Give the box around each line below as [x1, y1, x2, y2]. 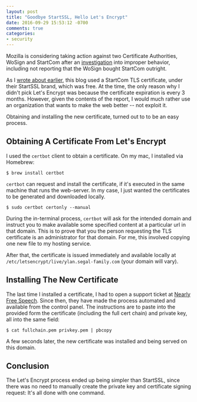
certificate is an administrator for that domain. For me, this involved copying [6, 233, 191, 240]
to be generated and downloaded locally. [6, 193, 106, 200]
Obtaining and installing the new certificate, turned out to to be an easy [6, 113, 179, 120]
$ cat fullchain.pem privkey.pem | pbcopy [6, 327, 112, 333]
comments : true [6, 25, 44, 31]
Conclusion [6, 361, 50, 371]
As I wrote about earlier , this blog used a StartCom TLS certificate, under [6, 76, 183, 83]
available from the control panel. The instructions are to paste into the [6, 303, 176, 310]
